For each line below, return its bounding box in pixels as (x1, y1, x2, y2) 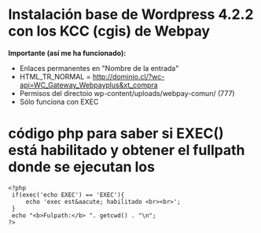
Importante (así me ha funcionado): (8, 48, 127, 57)
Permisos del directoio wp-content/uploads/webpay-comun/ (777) (19, 88, 235, 98)
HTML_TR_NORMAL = (19, 72, 91, 81)
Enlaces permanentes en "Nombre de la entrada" (19, 63, 179, 72)
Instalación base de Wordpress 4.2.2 (8, 6, 254, 24)
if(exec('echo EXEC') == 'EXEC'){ (11, 190, 125, 198)
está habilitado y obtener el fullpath (8, 142, 245, 159)
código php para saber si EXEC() (8, 124, 224, 142)
